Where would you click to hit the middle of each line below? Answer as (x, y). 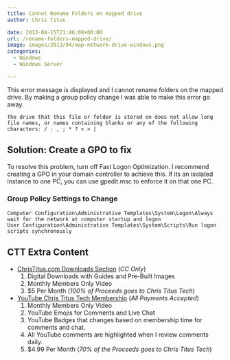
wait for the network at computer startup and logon (84, 219)
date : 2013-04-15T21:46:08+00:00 (55, 32)
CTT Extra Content (48, 252)
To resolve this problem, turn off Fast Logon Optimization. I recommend (108, 166)
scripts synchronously (39, 231)
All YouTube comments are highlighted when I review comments (118, 335)
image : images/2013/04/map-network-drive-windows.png (86, 45)
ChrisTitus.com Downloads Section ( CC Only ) (81, 269)
